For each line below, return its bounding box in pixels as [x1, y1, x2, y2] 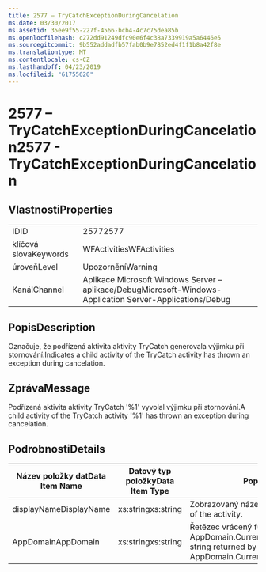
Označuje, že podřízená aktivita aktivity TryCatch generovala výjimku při [8, 342, 245, 351]
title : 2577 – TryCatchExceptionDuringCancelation [8, 11, 179, 20]
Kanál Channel [12, 284, 65, 295]
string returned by [189, 541, 257, 552]
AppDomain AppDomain [12, 536, 101, 547]
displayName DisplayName [12, 504, 111, 515]
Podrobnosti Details [8, 442, 105, 456]
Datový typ [128, 466, 172, 477]
